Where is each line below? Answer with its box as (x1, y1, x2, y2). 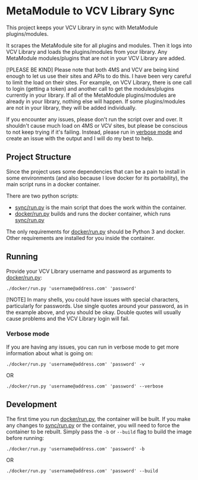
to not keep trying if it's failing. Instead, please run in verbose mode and (6, 128, 183, 136)
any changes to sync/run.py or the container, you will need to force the (6, 421, 180, 429)
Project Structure (6, 152, 71, 162)
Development (6, 399, 58, 410)
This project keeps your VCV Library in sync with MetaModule (6, 24, 158, 31)
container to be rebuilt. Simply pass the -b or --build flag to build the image (6, 428, 192, 435)
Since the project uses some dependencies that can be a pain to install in (6, 168, 186, 175)
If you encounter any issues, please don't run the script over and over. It (6, 115, 183, 123)
